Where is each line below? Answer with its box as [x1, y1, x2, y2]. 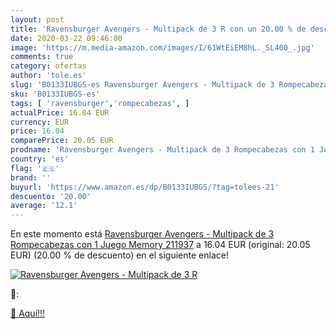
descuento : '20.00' [10, 191, 92, 201]
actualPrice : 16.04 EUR [10, 107, 110, 118]
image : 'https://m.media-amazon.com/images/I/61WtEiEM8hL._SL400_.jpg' [10, 42, 315, 53]
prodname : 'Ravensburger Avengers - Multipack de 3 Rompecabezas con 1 [10, 145, 315, 155]
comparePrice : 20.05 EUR [10, 136, 114, 146]
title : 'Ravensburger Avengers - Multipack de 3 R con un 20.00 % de [10, 24, 307, 34]
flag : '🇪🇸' [10, 163, 60, 173]
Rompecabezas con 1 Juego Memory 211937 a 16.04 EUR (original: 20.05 [10, 239, 311, 251]
